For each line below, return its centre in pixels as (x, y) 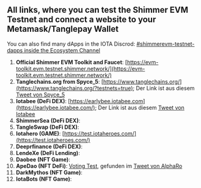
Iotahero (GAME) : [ (40, 133)
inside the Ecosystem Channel (62, 50)
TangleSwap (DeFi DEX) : (47, 127)
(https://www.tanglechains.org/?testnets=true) (74, 88)
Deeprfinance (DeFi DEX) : (49, 146)
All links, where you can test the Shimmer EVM (98, 10)
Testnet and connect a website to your (82, 20)
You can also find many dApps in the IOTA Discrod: (71, 44)
